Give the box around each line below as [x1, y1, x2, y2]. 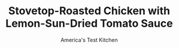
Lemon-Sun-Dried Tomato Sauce [5, 17, 173, 30]
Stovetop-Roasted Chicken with [8, 4, 170, 18]
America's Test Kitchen [60, 36, 119, 43]
